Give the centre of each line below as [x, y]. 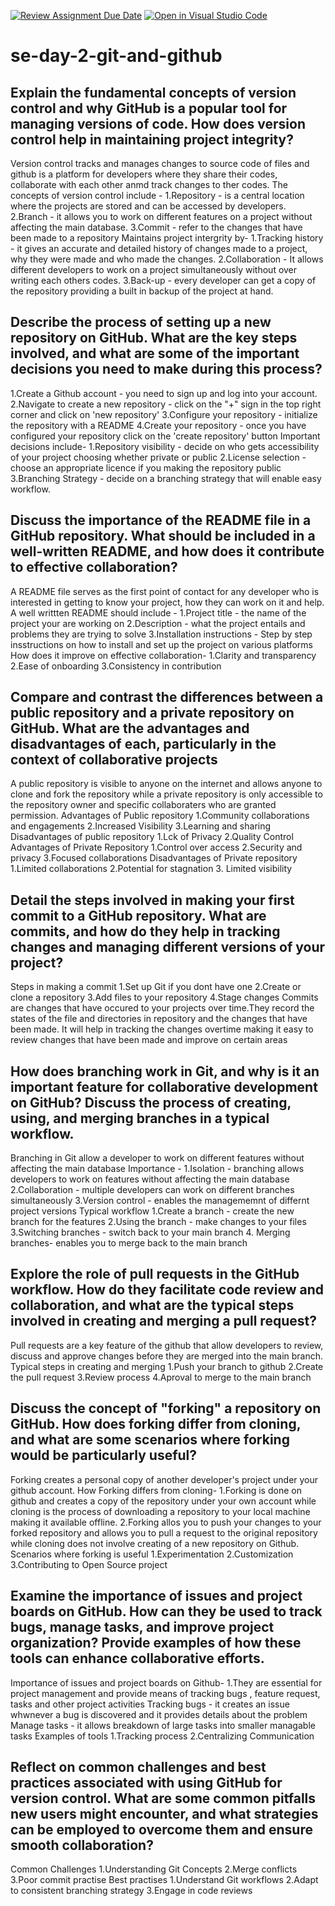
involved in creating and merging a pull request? [163, 1321]
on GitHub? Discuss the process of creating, [151, 1102]
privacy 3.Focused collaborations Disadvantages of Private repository [154, 858]
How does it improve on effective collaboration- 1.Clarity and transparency [163, 655]
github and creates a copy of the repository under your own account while [163, 1501]
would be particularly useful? [104, 1455]
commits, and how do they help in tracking [145, 931]
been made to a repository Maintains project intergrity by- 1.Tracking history [167, 238]
